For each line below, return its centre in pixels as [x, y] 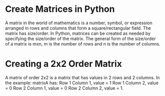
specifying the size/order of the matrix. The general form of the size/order [81, 39]
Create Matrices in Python [60, 9]
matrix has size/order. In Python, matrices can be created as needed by [78, 33]
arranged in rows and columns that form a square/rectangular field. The [78, 28]
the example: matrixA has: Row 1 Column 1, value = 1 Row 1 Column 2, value [82, 83]
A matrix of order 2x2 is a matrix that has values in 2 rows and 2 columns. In [82, 77]
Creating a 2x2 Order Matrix [63, 64]
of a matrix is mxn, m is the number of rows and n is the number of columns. [83, 44]
